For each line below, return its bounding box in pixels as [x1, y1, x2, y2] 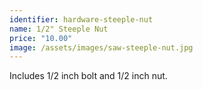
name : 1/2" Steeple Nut [9, 24, 109, 34]
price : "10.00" [9, 33, 73, 43]
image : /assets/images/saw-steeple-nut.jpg [9, 42, 194, 53]
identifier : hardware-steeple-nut [9, 14, 154, 25]
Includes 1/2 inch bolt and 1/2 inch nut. [9, 70, 168, 82]
